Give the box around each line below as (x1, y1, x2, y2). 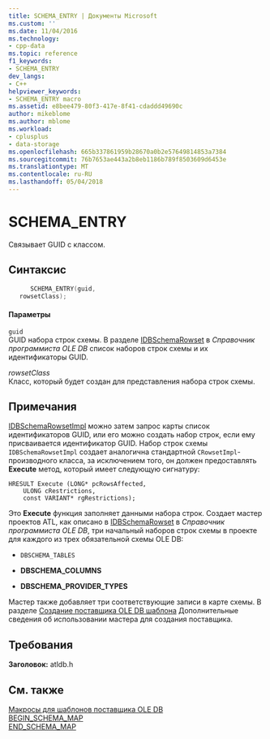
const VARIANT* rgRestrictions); (23, 494, 136, 503)
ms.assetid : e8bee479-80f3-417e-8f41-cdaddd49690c (8, 102, 183, 110)
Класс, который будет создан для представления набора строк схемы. (8, 376, 255, 386)
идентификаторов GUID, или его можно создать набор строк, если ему (8, 430, 255, 440)
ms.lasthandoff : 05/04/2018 (8, 178, 104, 187)
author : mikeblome (8, 110, 71, 118)
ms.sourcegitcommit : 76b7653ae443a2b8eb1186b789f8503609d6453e (8, 155, 227, 163)
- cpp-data (8, 42, 45, 50)
